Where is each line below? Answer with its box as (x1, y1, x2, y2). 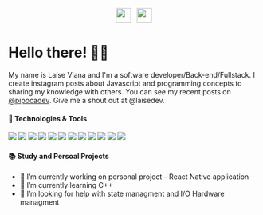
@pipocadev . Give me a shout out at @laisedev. (8, 95, 165, 105)
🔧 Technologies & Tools (8, 113, 88, 123)
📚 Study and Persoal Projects (8, 151, 109, 161)
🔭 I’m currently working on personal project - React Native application (19, 172, 249, 181)
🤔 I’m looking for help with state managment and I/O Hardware (19, 189, 225, 199)
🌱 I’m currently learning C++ (19, 181, 113, 190)
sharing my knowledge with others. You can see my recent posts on (8, 86, 231, 96)
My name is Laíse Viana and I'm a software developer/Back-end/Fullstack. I (8, 70, 256, 79)
